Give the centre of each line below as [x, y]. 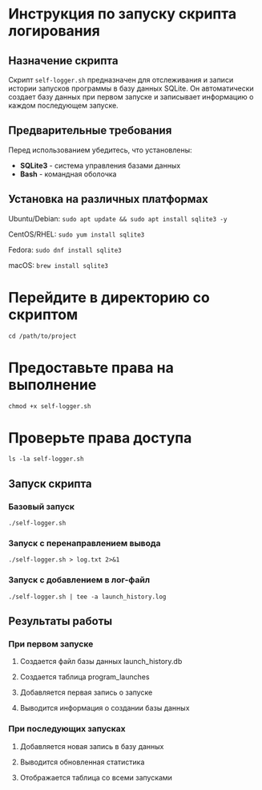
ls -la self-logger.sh [46, 459]
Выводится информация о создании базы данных [105, 708]
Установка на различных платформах [108, 199]
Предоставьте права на [91, 368]
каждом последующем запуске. [63, 105]
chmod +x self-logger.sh [50, 406]
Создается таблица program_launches [85, 677]
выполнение [52, 385]
